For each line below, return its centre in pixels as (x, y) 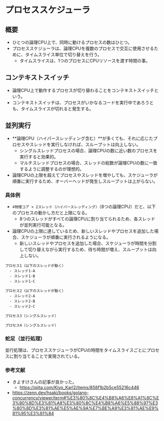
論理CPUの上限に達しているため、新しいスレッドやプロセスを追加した (83, 231)
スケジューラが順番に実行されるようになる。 (66, 237)
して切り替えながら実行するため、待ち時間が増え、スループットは (86, 249)
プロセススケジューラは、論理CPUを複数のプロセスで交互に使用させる (83, 48)
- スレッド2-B (22, 301)
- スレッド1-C (22, 281)
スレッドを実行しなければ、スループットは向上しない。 (85, 144)
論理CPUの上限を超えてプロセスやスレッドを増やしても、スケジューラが (85, 175)
